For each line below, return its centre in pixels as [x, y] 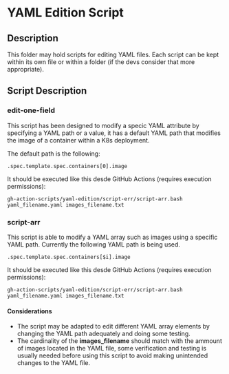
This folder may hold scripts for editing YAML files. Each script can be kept [113, 54]
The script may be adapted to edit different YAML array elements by [113, 326]
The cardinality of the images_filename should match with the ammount [119, 341]
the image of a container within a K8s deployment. [78, 140]
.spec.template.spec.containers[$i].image [69, 257]
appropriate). [26, 69]
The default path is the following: [54, 154]
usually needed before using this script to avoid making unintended [112, 355]
